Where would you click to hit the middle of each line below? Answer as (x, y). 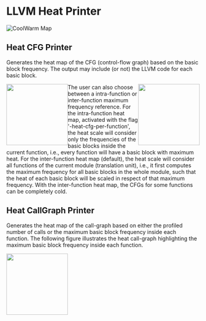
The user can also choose (101, 87)
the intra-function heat (96, 113)
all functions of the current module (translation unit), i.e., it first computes (99, 165)
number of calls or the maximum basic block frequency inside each (91, 232)
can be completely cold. (37, 191)
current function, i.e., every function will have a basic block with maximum (100, 152)
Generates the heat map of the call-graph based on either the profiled (94, 225)
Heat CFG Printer (39, 47)
